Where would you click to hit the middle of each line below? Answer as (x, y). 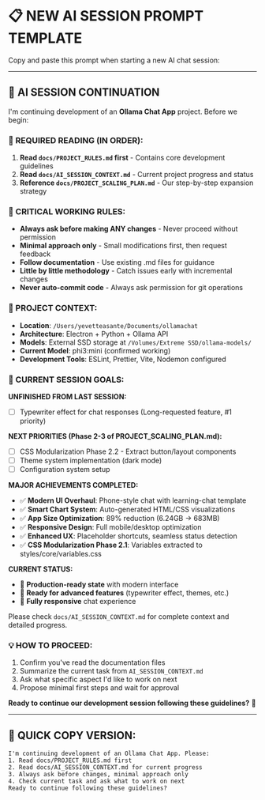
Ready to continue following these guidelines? (88, 788)
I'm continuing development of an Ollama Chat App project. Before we (123, 111)
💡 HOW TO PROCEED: (50, 646)
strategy (33, 191)
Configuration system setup (65, 470)
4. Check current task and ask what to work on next (97, 781)
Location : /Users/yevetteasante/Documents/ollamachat (109, 325)
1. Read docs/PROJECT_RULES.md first (70, 760)
